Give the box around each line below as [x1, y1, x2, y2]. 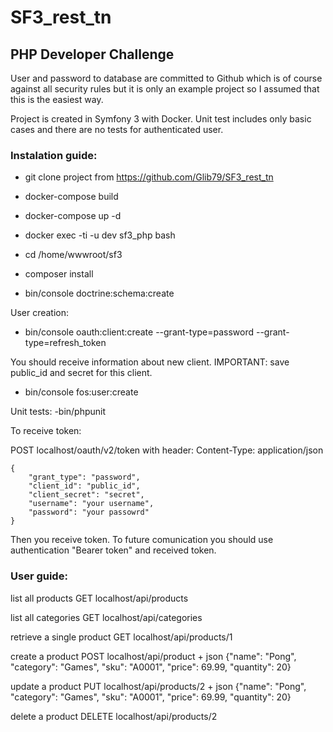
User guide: [10, 569, 68, 583]
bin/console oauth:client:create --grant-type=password [24, 326, 255, 338]
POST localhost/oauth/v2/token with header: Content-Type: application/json [10, 444, 324, 456]
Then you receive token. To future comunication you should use [10, 534, 274, 546]
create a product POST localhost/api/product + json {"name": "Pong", [10, 650, 297, 662]
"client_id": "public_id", [28, 481, 141, 491]
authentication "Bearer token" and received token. [10, 544, 217, 556]
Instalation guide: [10, 148, 98, 162]
